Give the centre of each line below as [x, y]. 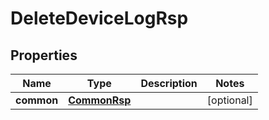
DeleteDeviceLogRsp [99, 18]
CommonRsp [100, 100]
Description [169, 83]
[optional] [229, 100]
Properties [44, 55]
